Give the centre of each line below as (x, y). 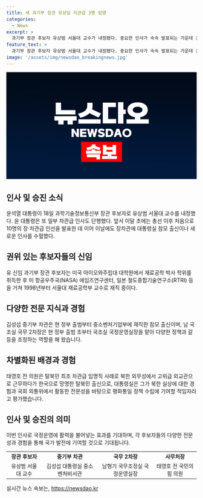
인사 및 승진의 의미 (38, 419)
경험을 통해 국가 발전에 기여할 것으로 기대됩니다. (74, 443)
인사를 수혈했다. (36, 236)
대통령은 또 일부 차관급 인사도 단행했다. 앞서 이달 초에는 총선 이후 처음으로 (107, 221)
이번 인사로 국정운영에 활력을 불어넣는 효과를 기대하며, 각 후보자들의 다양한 (94, 435)
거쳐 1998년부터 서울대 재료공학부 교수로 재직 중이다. (75, 288)
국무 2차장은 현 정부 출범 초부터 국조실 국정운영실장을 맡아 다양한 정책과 (102, 332)
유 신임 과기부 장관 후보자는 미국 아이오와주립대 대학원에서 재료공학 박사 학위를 (99, 273)
